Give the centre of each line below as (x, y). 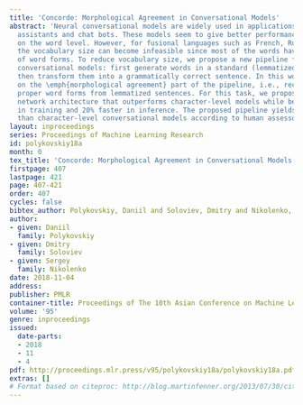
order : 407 (30, 194)
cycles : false (36, 202)
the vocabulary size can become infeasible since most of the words (149, 51)
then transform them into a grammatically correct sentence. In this (151, 77)
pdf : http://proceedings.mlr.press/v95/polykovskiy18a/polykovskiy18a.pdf (153, 370)
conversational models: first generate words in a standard (133, 69)
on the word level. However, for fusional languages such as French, (151, 43)
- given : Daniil (40, 227)
